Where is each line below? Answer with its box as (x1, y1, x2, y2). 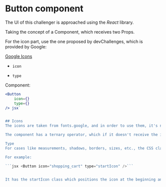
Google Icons (5, 53, 33, 59)
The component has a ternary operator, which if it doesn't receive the (5, 132, 158, 138)
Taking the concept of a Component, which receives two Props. (5, 29, 135, 35)
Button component (5, 3, 83, 14)
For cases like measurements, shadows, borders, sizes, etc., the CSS (5, 145, 154, 151)
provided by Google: (5, 44, 47, 49)
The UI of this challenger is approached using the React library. (5, 19, 134, 25)
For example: (5, 154, 32, 160)
